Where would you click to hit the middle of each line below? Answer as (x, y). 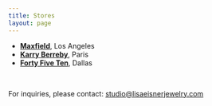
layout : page (30, 23)
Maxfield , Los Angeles (57, 45)
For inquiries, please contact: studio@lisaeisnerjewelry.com (106, 93)
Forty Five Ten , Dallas (56, 63)
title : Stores (32, 16)
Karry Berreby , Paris (54, 54)
